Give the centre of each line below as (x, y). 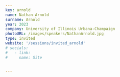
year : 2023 (17, 24)
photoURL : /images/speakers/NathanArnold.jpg (54, 34)
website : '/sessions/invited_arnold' (45, 43)
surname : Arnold (22, 19)
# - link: (18, 53)
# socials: (17, 48)
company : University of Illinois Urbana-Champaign (60, 29)
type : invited (20, 39)
